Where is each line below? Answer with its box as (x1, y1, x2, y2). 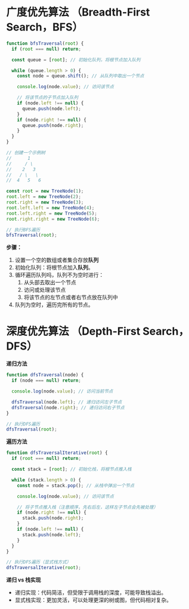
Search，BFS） (6, 20, 83, 34)
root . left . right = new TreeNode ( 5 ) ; (6, 210, 97, 217)
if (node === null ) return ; (11, 378, 82, 384)
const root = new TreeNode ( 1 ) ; (6, 188, 84, 194)
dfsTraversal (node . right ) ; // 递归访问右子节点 (11, 404, 125, 410)
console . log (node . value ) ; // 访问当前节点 (11, 388, 113, 394)
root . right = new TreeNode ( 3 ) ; (6, 199, 84, 206)
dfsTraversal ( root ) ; (6, 426, 58, 432)
